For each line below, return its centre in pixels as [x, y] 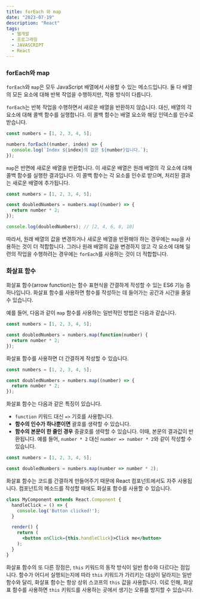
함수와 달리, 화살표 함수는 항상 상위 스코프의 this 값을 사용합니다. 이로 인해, [94, 582]
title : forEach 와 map [34, 12]
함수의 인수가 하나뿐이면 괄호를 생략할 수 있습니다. [73, 424]
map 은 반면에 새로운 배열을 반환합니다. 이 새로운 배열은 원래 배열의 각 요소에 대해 [99, 168]
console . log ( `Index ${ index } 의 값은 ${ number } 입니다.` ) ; [80, 150]
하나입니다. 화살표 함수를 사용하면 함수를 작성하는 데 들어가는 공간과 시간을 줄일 [99, 293]
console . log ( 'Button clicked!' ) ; [59, 511]
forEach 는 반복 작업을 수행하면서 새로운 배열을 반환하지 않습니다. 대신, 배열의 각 [99, 107]
